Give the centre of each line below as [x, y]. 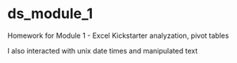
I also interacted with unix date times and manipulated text [103, 50]
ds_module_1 [50, 14]
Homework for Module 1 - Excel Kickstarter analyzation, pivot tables [118, 35]
